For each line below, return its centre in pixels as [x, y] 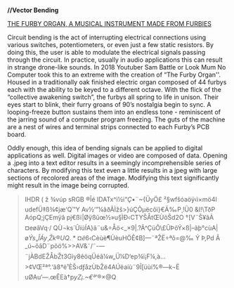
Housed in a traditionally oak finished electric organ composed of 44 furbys [117, 82]
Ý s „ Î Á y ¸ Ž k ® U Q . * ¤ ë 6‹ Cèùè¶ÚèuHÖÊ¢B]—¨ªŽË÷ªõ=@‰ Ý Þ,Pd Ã [124, 238]
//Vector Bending [33, 10]
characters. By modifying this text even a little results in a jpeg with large [112, 170]
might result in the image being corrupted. [68, 185]
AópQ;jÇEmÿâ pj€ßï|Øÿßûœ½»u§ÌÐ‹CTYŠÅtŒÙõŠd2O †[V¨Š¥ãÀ [119, 217]
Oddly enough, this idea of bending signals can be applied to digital [105, 148]
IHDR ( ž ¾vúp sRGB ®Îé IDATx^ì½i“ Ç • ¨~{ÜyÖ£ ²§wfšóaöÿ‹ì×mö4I [121, 199]
